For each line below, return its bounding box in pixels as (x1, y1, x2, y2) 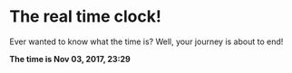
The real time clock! (9, 6, 161, 27)
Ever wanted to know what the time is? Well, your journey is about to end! (9, 36, 284, 47)
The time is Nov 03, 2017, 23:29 (9, 53, 131, 64)
